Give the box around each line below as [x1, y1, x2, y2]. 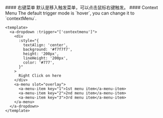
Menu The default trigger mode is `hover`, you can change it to [5, 10, 135, 16]
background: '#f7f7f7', [23, 47, 72, 52]
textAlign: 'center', [23, 42, 68, 47]
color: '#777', [23, 60, 55, 65]
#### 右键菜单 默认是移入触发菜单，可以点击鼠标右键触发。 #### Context [5, 4, 158, 10]
